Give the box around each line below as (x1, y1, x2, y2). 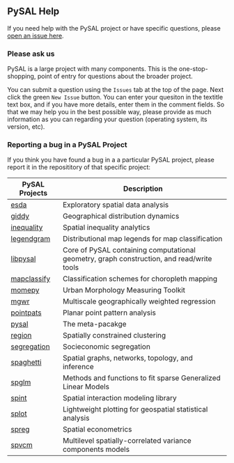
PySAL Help (7, 6, 60, 17)
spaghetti (10, 358, 42, 368)
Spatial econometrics (62, 425, 132, 434)
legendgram (10, 234, 51, 244)
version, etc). (7, 123, 45, 131)
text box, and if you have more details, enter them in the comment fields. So (7, 100, 225, 109)
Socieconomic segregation (62, 342, 151, 352)
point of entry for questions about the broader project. (37, 72, 193, 81)
